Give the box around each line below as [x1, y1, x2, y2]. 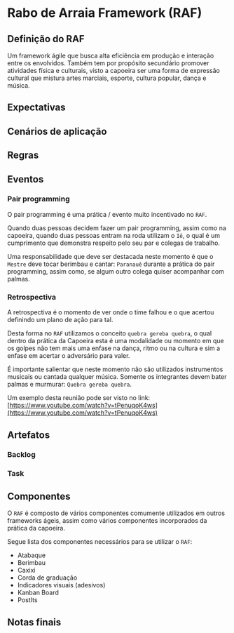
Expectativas [7, 102, 66, 114]
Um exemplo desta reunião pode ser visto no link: [7, 394, 151, 402]
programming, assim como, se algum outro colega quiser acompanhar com [7, 267, 224, 275]
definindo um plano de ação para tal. [7, 316, 113, 324]
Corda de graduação [17, 573, 78, 582]
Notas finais [7, 616, 62, 628]
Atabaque [17, 551, 46, 559]
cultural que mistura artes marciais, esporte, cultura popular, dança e [7, 74, 207, 82]
